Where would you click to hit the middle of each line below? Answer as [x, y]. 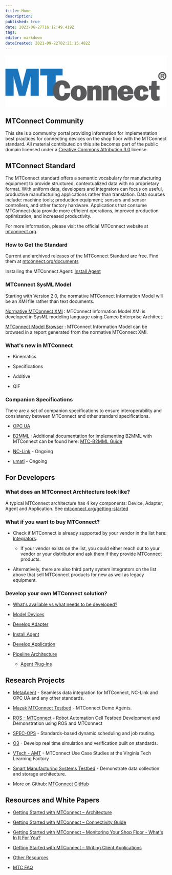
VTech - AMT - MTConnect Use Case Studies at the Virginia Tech [82, 753]
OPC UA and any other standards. [48, 698]
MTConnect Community [45, 121]
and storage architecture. [39, 774]
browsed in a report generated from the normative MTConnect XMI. [77, 332]
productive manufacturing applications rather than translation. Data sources [85, 194]
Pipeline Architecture [35, 654]
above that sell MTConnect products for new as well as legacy [78, 575]
